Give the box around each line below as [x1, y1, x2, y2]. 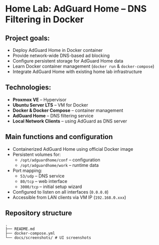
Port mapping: [12, 167, 42, 173]
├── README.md [5, 226, 35, 232]
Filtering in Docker [5, 14, 84, 25]
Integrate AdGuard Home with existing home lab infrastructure [12, 69, 142, 75]
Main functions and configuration [5, 133, 113, 141]
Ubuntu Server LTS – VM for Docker [12, 102, 88, 108]
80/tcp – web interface [20, 178, 68, 184]
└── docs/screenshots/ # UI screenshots [5, 235, 92, 240]
